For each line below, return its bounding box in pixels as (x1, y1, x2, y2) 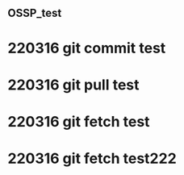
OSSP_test (7, 6, 62, 20)
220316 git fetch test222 (7, 149, 177, 168)
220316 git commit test (7, 39, 166, 57)
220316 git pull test (7, 76, 140, 94)
